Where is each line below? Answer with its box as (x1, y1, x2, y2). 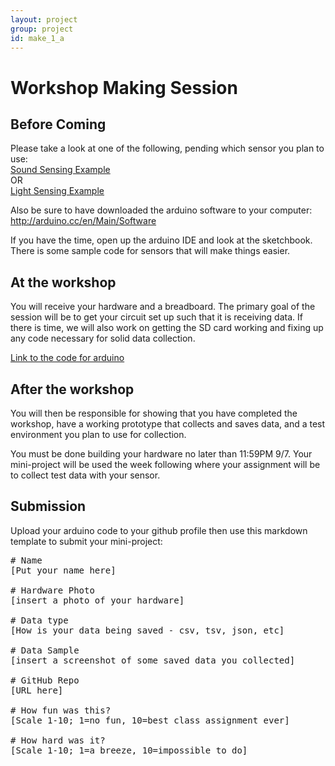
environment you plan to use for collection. (10, 429, 187, 440)
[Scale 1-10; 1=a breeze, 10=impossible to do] (10, 744, 248, 756)
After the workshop (10, 381, 135, 398)
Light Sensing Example (10, 185, 105, 197)
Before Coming (10, 116, 107, 133)
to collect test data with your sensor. (10, 469, 161, 481)
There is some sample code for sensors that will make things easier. (10, 245, 291, 257)
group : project (10, 24, 74, 34)
